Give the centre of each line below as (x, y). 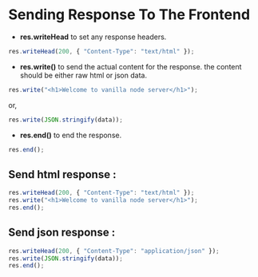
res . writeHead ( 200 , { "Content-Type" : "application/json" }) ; (114, 251)
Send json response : (62, 233)
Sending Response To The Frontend (129, 15)
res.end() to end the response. (71, 135)
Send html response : (62, 174)
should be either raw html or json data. (83, 75)
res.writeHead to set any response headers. (93, 37)
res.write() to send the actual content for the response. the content (131, 66)
